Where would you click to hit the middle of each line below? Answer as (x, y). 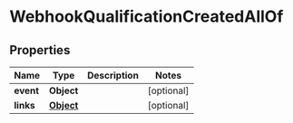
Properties (40, 50)
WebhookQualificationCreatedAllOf (146, 17)
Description (113, 76)
